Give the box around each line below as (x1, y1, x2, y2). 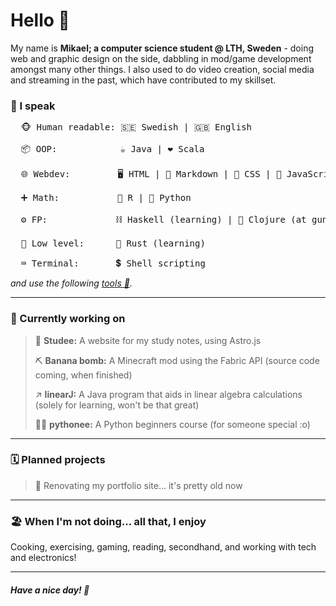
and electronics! (10, 552, 77, 564)
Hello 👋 (10, 9, 70, 32)
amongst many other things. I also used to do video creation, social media (10, 63, 315, 75)
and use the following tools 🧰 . (10, 277, 133, 289)
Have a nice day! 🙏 (10, 584, 90, 596)
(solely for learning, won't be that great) (34, 399, 200, 411)
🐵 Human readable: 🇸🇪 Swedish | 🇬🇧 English (20, 122, 253, 133)
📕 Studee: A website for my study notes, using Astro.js (34, 334, 262, 346)
